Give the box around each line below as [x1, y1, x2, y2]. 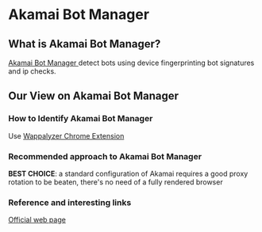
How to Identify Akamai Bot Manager [8, 113, 153, 124]
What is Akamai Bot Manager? [8, 37, 161, 51]
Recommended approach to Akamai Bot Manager [8, 150, 202, 162]
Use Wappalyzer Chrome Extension [8, 131, 125, 140]
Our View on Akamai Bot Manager [8, 89, 179, 103]
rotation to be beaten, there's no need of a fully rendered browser [8, 177, 224, 187]
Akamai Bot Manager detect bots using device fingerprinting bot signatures [8, 58, 255, 67]
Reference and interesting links [8, 196, 132, 207]
